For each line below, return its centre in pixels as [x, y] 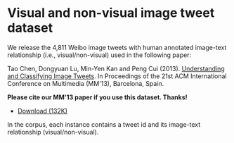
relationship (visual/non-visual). [53, 132]
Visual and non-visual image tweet [111, 13]
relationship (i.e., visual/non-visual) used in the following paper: [99, 55]
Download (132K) [43, 111]
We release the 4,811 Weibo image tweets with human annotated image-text [117, 47]
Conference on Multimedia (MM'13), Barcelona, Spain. [86, 83]
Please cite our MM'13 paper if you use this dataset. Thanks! [97, 97]
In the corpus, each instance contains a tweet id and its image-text [104, 124]
